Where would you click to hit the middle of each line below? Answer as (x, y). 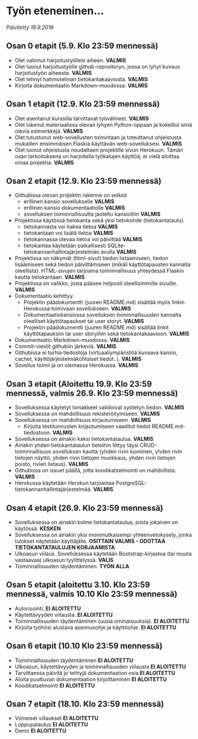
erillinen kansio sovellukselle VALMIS (69, 201)
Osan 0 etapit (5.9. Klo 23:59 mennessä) (82, 46)
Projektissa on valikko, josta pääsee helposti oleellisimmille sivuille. (96, 283)
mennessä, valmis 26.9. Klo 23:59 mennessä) (92, 393)
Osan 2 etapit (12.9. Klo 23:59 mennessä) (84, 181)
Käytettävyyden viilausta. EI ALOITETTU (64, 615)
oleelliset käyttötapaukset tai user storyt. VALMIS (84, 321)
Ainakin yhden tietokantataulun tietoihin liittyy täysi (77, 445)
